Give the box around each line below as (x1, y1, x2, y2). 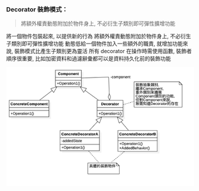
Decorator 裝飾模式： (6, 5, 69, 13)
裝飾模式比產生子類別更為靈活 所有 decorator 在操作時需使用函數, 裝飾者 (14, 48, 192, 55)
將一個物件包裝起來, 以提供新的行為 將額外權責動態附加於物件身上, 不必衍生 (6, 33, 191, 40)
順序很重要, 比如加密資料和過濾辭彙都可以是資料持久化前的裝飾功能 (6, 55, 171, 62)
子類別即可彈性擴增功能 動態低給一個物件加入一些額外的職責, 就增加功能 (6, 40, 183, 47)
